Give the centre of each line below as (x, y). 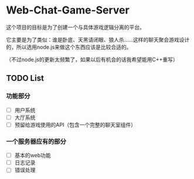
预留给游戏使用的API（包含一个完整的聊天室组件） (75, 124)
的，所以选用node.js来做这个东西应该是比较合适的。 (69, 47)
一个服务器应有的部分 (36, 141)
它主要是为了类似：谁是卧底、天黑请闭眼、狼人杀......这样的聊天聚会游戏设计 (98, 39)
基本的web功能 (33, 156)
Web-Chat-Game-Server (68, 10)
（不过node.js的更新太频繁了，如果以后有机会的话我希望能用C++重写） (92, 59)
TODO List (25, 78)
